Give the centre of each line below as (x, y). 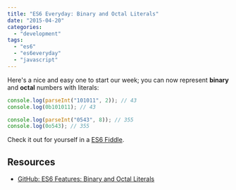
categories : (25, 27)
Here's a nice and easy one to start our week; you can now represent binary (118, 80)
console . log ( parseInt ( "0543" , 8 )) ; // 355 (70, 120)
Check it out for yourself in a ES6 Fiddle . (66, 140)
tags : (15, 40)
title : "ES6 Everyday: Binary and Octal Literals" (83, 14)
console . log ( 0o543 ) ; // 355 (49, 126)
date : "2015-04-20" (36, 20)
